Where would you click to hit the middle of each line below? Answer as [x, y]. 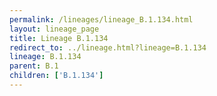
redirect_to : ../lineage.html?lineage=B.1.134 [108, 47]
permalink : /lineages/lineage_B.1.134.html [101, 19]
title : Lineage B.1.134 [59, 38]
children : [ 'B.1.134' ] [56, 76]
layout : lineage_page [54, 29]
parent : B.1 [34, 66]
